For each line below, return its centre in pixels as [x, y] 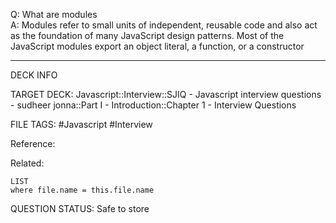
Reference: [33, 143]
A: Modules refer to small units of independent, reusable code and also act [164, 25]
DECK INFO [34, 75]
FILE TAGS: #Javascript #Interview [81, 124]
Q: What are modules [54, 14]
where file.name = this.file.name [82, 190]
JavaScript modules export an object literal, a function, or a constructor [157, 46]
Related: [27, 163]
